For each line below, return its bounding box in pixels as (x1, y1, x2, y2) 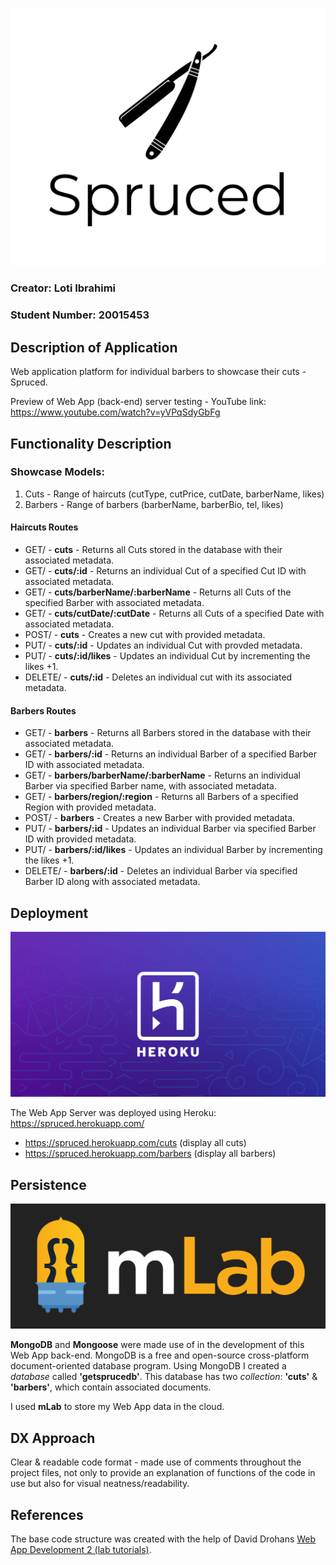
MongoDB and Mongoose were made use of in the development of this (10, 1339, 305, 1351)
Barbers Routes (10, 704, 77, 717)
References (10, 1506, 84, 1523)
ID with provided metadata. (24, 833, 137, 845)
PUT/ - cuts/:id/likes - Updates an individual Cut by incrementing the (24, 650, 311, 662)
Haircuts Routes (10, 521, 79, 533)
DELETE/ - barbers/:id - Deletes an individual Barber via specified (24, 865, 298, 877)
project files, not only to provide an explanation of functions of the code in (10, 1467, 316, 1479)
